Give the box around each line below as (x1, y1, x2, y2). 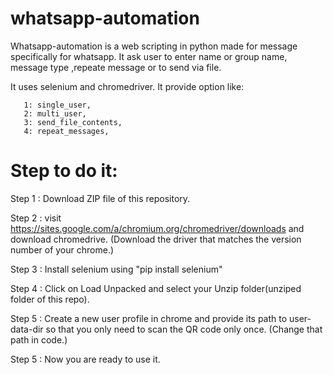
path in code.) (10, 333, 68, 346)
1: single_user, (23, 100, 92, 110)
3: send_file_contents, (23, 117, 123, 127)
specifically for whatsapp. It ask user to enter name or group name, (10, 50, 288, 62)
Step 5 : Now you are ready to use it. (10, 353, 161, 365)
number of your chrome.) (10, 243, 115, 256)
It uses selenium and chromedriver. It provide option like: (10, 80, 245, 92)
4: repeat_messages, (23, 126, 110, 136)
